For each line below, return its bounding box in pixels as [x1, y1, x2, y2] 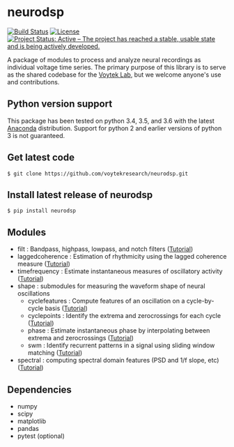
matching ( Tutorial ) [27, 349, 83, 357]
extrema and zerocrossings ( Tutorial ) [27, 334, 134, 342]
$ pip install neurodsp [7, 207, 77, 215]
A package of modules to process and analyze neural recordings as [7, 55, 201, 63]
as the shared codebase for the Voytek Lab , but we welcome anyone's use [7, 70, 221, 79]
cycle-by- [186, 297, 214, 305]
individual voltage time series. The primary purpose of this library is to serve [7, 63, 226, 71]
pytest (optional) [17, 432, 65, 440]
